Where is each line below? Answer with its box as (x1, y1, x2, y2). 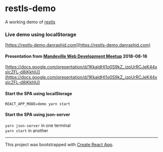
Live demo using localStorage (5, 31, 77, 38)
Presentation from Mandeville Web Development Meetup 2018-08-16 (5, 53, 147, 59)
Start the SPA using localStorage (5, 91, 72, 97)
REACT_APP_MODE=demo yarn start (5, 101, 70, 106)
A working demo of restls (5, 19, 56, 25)
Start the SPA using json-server (5, 112, 70, 118)
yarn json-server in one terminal (5, 122, 71, 128)
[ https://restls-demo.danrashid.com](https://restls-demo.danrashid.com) (5, 42, 151, 48)
